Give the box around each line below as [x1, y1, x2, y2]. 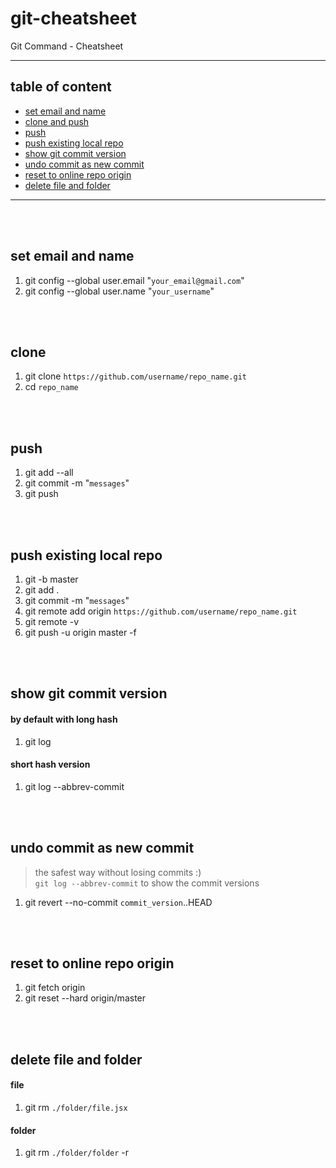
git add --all [24, 467, 74, 479]
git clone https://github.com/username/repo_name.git [24, 370, 247, 382]
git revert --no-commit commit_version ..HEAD [24, 896, 213, 908]
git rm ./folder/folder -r [24, 1147, 130, 1159]
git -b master [24, 573, 79, 585]
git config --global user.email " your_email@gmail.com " [24, 274, 245, 286]
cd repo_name [24, 381, 79, 393]
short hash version [10, 758, 91, 771]
